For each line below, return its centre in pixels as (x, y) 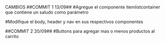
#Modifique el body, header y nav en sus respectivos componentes (74, 22)
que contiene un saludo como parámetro (47, 12)
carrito (12, 36)
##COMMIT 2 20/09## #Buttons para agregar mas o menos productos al (80, 31)
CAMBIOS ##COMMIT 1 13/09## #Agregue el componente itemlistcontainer (83, 7)
